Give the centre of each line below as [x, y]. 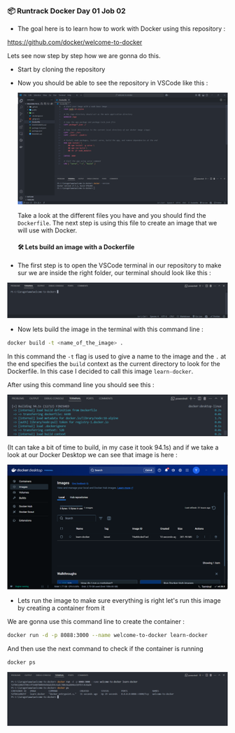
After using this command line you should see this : [81, 384]
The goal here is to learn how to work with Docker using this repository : [121, 29]
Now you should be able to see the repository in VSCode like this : [113, 83]
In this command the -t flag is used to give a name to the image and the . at [117, 356]
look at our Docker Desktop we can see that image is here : [92, 455]
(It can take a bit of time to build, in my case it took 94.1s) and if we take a [113, 447]
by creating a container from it [61, 608]
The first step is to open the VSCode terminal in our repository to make [119, 265]
